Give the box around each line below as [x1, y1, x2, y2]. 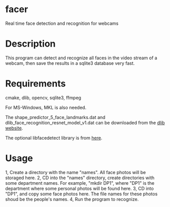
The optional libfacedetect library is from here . [5, 135, 103, 141]
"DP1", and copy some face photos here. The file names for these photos [5, 191, 158, 197]
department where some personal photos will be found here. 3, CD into [5, 185, 154, 191]
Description [5, 38, 56, 50]
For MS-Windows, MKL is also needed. [5, 104, 87, 110]
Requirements [5, 78, 66, 90]
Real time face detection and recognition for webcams [5, 20, 119, 26]
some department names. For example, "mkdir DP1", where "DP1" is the [5, 180, 155, 186]
